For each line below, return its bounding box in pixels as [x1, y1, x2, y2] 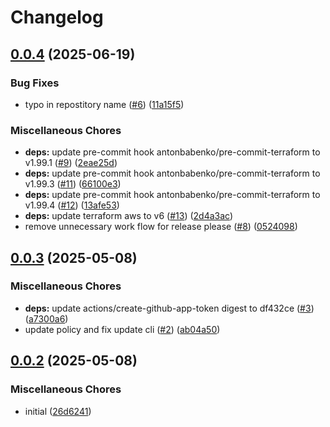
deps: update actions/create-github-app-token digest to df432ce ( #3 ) [24, 302, 315, 314]
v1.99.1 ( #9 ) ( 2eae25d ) [24, 157, 118, 169]
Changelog [10, 6, 104, 29]
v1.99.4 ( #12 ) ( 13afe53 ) [24, 199, 120, 211]
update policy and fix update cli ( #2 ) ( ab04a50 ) [24, 323, 221, 335]
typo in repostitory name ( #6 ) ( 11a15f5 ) [24, 98, 185, 110]
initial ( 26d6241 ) [24, 405, 92, 417]
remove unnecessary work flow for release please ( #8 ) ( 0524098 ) [24, 221, 298, 233]
